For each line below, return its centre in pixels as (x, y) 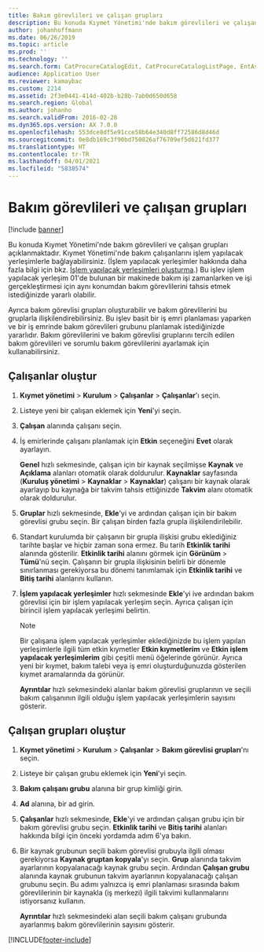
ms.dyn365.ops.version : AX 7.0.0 (63, 125)
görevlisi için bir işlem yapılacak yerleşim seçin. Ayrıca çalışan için (126, 602)
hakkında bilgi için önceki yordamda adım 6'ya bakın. (105, 835)
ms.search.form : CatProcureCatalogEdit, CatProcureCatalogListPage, (123, 67)
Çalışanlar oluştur (53, 377)
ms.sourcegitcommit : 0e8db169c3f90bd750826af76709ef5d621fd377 (114, 139)
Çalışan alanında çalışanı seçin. (70, 426)
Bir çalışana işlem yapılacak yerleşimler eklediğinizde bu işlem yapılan (132, 640)
